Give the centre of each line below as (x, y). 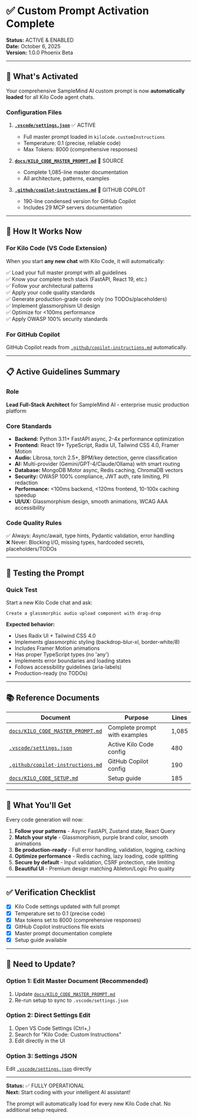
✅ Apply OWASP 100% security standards (57, 318)
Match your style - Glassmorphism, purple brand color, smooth (91, 837)
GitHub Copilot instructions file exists (59, 927)
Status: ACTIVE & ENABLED (40, 40)
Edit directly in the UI (40, 1041)
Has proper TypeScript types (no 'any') (62, 654)
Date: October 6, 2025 (33, 46)
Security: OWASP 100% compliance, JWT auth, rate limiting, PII (91, 477)
